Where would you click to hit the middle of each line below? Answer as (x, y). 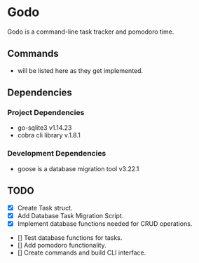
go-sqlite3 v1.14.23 (44, 128)
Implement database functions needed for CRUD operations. (105, 223)
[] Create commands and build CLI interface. (82, 252)
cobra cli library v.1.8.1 (49, 135)
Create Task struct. (45, 208)
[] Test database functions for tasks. (70, 237)
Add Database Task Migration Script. (70, 215)
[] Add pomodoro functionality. (62, 245)
